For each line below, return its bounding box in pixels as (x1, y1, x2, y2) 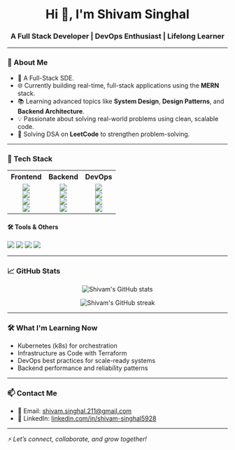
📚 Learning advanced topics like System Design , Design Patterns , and (17, 97, 225, 105)
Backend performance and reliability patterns (17, 364, 148, 372)
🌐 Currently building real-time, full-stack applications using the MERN (17, 81, 220, 90)
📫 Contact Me (7, 388, 57, 398)
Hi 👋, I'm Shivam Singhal (45, 6, 190, 22)
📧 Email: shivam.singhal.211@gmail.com (17, 407, 132, 416)
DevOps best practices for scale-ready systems (17, 356, 156, 364)
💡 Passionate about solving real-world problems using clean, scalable (17, 114, 219, 123)
